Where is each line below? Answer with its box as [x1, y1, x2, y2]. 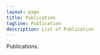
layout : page [6, 9, 40, 15]
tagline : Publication [6, 20, 62, 26]
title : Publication [6, 15, 56, 21]
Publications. [6, 43, 39, 50]
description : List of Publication [6, 26, 95, 32]
